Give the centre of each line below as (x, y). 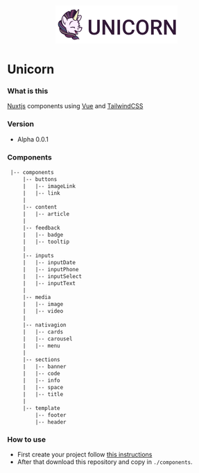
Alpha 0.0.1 (33, 139)
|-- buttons (40, 180)
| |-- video (43, 311)
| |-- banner (45, 367)
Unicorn (31, 70)
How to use (27, 439)
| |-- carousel (47, 339)
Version (21, 124)
